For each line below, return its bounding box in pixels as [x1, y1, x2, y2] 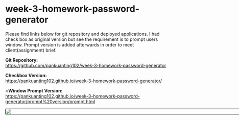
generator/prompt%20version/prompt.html [5, 98, 95, 105]
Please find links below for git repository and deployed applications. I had [5, 31, 160, 37]
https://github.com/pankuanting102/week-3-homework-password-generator [5, 62, 166, 68]
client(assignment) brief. [5, 47, 57, 53]
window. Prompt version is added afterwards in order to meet [5, 41, 134, 47]
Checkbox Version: [5, 72, 47, 78]
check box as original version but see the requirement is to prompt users [5, 36, 158, 42]
